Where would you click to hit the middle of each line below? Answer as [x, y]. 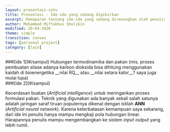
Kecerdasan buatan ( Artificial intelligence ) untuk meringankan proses [78, 93]
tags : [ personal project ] [32, 43]
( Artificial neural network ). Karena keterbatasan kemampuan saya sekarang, [85, 109]
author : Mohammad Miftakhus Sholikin [45, 24]
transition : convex [26, 38]
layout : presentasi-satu [31, 10]
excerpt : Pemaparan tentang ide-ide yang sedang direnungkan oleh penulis [86, 19]
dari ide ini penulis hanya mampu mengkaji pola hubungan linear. [73, 114]
